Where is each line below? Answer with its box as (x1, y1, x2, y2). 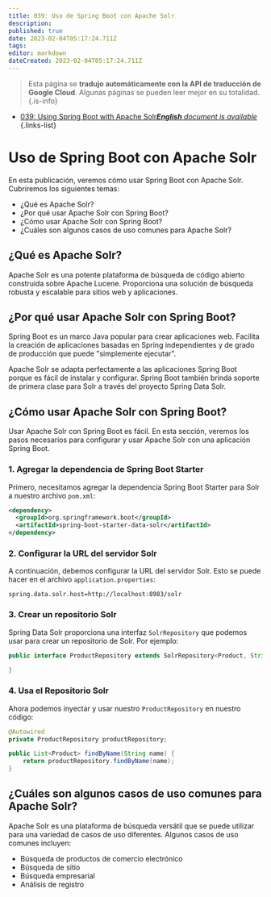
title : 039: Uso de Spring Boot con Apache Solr (8, 11, 175, 20)
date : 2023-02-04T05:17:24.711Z (8, 34, 117, 43)
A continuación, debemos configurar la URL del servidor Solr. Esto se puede (8, 566, 261, 576)
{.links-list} (19, 120, 57, 130)
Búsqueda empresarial (19, 870, 95, 880)
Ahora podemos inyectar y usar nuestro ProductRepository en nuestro (8, 703, 241, 713)
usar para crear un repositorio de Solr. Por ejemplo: (8, 636, 179, 645)
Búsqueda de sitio (19, 862, 81, 872)
